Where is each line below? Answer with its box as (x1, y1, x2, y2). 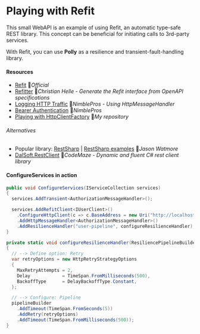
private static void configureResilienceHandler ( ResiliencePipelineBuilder (6, 240, 198, 246)
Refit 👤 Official (14, 82, 49, 89)
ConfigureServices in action (6, 171, 77, 178)
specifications (14, 94, 50, 101)
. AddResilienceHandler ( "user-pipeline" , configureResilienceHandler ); (17, 223, 196, 229)
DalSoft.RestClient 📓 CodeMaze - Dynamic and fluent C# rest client (14, 151, 179, 159)
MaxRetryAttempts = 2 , (17, 267, 73, 273)
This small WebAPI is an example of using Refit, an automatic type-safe (6, 24, 181, 31)
